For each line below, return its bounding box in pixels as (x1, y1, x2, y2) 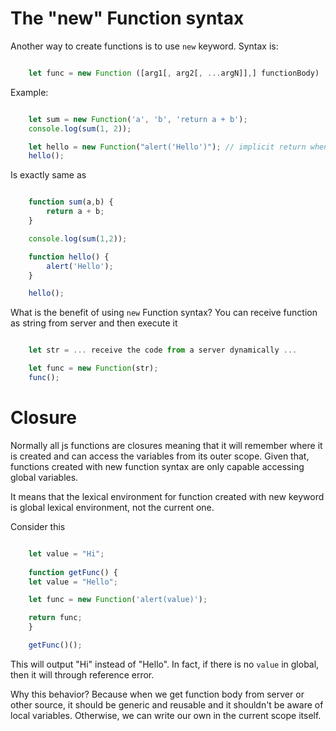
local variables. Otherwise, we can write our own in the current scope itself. (10, 709, 322, 721)
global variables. (10, 471, 79, 483)
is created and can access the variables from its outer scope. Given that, (10, 450, 310, 462)
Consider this (10, 520, 66, 532)
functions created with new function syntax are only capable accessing (10, 460, 305, 472)
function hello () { (28, 252, 110, 262)
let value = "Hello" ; (28, 577, 118, 587)
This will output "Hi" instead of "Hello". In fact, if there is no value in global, (10, 658, 320, 670)
